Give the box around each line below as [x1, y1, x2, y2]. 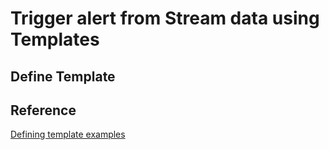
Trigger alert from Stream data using [10, 7, 320, 30]
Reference [10, 102, 77, 119]
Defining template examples [10, 128, 126, 141]
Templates [10, 28, 100, 51]
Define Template [10, 68, 116, 85]
